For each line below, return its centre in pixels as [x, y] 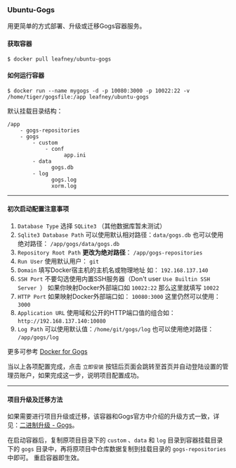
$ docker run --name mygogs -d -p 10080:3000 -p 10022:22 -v [99, 91]
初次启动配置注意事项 [38, 209]
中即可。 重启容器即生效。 [45, 458]
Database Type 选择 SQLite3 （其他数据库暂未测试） [92, 226]
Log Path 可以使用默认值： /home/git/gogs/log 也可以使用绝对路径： [116, 328]
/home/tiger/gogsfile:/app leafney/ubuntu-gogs [78, 97]
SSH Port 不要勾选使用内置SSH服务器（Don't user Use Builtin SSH [114, 278]
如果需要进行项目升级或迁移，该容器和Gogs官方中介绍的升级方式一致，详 [113, 417]
